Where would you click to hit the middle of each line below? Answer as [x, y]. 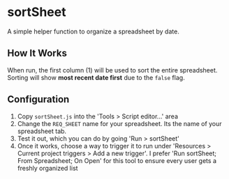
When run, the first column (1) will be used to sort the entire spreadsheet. [112, 70]
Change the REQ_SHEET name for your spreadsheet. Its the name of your [119, 123]
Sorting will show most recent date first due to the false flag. [96, 77]
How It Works [37, 53]
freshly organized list [47, 168]
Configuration [38, 99]
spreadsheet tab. [42, 131]
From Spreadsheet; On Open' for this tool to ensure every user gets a [117, 160]
